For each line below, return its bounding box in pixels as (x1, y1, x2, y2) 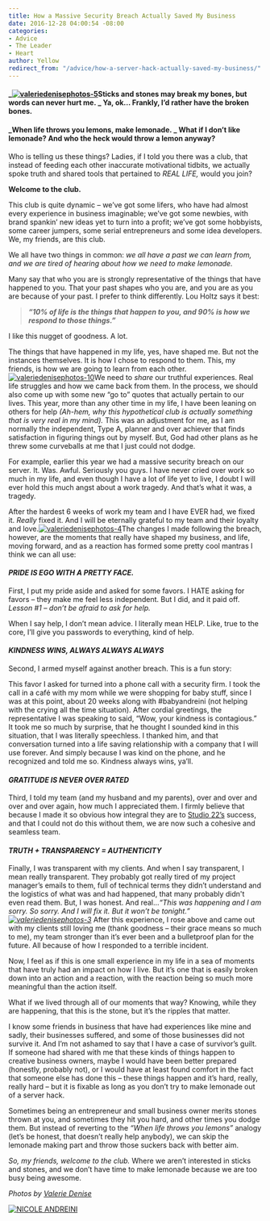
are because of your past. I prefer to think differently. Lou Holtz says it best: (8, 291, 260, 301)
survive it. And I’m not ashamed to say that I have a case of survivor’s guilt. (8, 1039, 257, 1049)
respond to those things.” (27, 316, 116, 325)
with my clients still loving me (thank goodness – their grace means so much (8, 923, 262, 933)
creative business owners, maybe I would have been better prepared (8, 1056, 237, 1066)
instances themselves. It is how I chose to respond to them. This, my (8, 355, 236, 365)
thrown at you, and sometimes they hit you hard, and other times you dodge (8, 1114, 260, 1124)
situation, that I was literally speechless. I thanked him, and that (8, 730, 219, 740)
